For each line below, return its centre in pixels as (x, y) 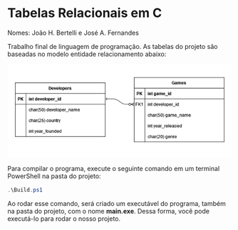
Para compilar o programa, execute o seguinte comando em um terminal (114, 169)
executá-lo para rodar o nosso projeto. (64, 219)
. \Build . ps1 (25, 190)
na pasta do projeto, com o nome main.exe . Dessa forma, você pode (109, 212)
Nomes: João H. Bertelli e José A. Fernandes (73, 33)
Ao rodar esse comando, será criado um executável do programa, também (117, 204)
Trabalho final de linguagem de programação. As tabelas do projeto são (113, 46)
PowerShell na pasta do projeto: (54, 176)
